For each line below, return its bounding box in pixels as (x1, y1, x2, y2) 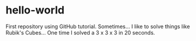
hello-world (5, 4, 65, 17)
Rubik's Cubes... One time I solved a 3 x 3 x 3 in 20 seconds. (5, 29, 155, 36)
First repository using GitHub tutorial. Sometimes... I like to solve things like (5, 23, 191, 30)
